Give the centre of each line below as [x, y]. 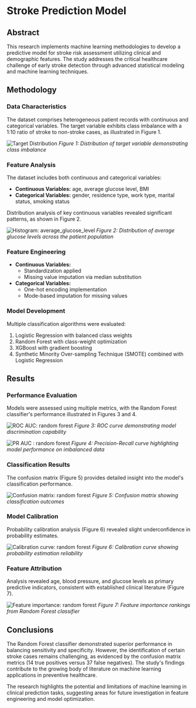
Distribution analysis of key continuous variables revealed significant [89, 213]
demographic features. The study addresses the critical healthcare [87, 59]
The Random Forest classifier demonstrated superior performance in [89, 643]
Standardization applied [52, 271]
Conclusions [30, 630]
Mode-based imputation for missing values [75, 296]
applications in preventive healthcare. [52, 675]
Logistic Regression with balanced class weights [73, 335]
